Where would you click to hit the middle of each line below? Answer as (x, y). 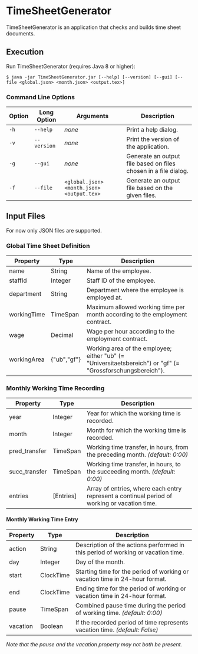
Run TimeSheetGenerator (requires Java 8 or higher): (71, 66)
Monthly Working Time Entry (42, 519)
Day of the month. (100, 562)
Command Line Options (41, 97)
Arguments (93, 116)
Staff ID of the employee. (121, 280)
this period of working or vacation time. (130, 552)
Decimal (62, 335)
